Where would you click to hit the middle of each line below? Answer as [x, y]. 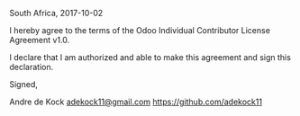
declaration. [32, 67]
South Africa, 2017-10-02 [56, 13]
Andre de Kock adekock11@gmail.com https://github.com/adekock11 [136, 102]
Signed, [23, 84]
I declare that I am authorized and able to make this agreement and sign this [150, 57]
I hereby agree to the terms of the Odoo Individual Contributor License [140, 30]
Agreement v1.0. [40, 40]
